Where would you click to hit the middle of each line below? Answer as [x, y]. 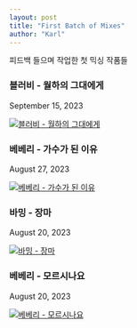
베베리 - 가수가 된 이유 [53, 149]
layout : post [33, 17]
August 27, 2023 [39, 169]
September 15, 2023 [46, 105]
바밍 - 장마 [30, 212]
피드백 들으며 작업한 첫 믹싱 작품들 [68, 60]
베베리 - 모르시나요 [47, 276]
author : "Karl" [37, 34]
